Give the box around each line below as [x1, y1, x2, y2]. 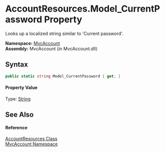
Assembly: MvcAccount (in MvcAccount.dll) [5, 45, 98, 52]
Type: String [5, 95, 31, 102]
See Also [5, 111, 34, 119]
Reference [5, 124, 28, 130]
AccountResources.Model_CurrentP [5, 3, 160, 15]
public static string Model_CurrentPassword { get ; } [5, 74, 121, 79]
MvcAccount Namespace [5, 141, 58, 147]
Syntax [5, 60, 28, 69]
